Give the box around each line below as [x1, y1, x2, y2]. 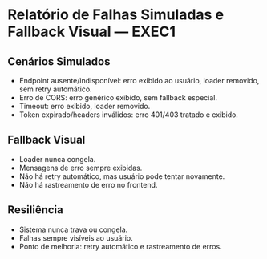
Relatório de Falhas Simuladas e [7, 6, 225, 24]
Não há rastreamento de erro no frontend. [18, 180, 158, 189]
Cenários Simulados [7, 55, 111, 68]
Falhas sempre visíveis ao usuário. [18, 233, 133, 242]
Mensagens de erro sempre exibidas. [18, 163, 143, 172]
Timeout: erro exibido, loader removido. [18, 102, 151, 111]
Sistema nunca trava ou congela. [18, 225, 128, 234]
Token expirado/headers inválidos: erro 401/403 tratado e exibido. [18, 110, 238, 119]
